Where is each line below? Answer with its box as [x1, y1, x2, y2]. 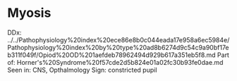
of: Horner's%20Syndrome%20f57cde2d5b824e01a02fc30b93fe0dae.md [7, 58, 224, 66]
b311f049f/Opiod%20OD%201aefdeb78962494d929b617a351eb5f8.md [7, 51, 217, 59]
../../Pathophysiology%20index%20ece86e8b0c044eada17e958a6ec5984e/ [7, 35, 230, 44]
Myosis [7, 5, 51, 21]
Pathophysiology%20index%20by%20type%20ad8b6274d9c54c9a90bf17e [7, 43, 229, 51]
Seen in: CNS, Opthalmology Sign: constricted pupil [7, 66, 157, 74]
